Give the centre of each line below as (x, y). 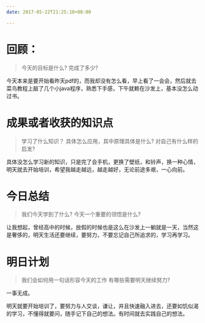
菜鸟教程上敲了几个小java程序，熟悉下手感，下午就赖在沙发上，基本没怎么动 (102, 88)
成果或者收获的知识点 (60, 123)
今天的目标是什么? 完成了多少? (60, 67)
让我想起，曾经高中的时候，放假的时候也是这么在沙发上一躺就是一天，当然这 (103, 228)
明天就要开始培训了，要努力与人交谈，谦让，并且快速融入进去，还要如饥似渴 (103, 306)
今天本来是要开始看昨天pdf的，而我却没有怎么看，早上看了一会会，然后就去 (102, 81)
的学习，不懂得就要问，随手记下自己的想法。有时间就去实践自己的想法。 (97, 314)
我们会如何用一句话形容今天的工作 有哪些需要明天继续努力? (95, 280)
